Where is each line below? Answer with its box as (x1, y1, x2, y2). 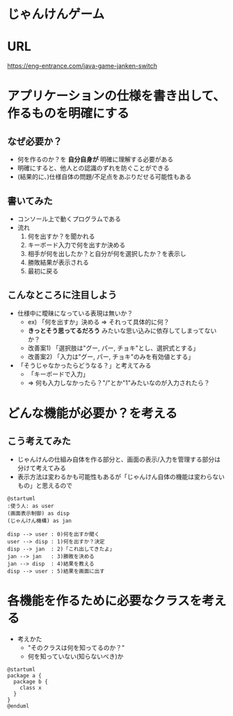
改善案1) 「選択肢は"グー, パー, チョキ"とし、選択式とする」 (27, 344, 200, 352)
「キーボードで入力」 (27, 369, 89, 378)
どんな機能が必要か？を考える (7, 405, 178, 421)
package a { (7, 672, 42, 679)
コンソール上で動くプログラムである (17, 214, 122, 223)
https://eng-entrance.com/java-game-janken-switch (7, 62, 158, 70)
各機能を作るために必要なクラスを (7, 593, 202, 609)
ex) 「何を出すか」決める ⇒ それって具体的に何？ (27, 317, 170, 326)
